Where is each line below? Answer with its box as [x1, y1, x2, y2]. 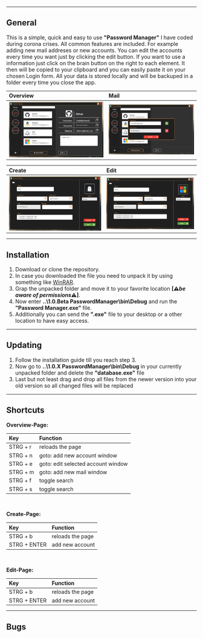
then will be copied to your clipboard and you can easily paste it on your [6, 66, 186, 73]
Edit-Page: [6, 566, 34, 573]
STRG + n [8, 451, 33, 459]
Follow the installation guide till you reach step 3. [14, 356, 137, 363]
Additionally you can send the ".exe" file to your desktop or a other [14, 311, 182, 318]
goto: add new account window [39, 451, 118, 459]
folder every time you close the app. [6, 79, 97, 86]
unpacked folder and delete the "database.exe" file [14, 369, 145, 376]
